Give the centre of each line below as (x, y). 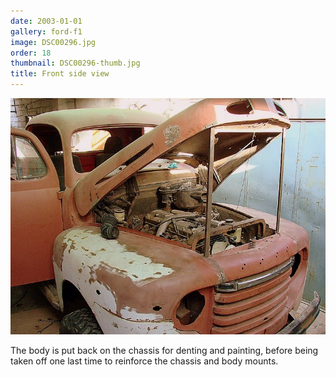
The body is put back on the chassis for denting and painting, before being (164, 350)
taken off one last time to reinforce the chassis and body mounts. (144, 361)
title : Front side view (60, 74)
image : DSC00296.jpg (53, 42)
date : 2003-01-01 (46, 21)
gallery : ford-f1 (46, 31)
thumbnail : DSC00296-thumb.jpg (75, 63)
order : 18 (31, 53)
